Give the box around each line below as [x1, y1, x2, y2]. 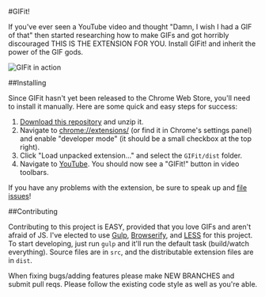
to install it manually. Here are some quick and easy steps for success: [8, 102, 238, 111]
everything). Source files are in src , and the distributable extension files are [8, 247, 254, 257]
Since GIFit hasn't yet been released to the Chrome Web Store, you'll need [8, 93, 251, 102]
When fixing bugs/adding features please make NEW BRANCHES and [8, 271, 235, 280]
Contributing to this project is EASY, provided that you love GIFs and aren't [8, 222, 252, 231]
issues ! [8, 192, 32, 200]
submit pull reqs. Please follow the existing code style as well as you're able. [8, 280, 258, 288]
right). [19, 143, 40, 151]
